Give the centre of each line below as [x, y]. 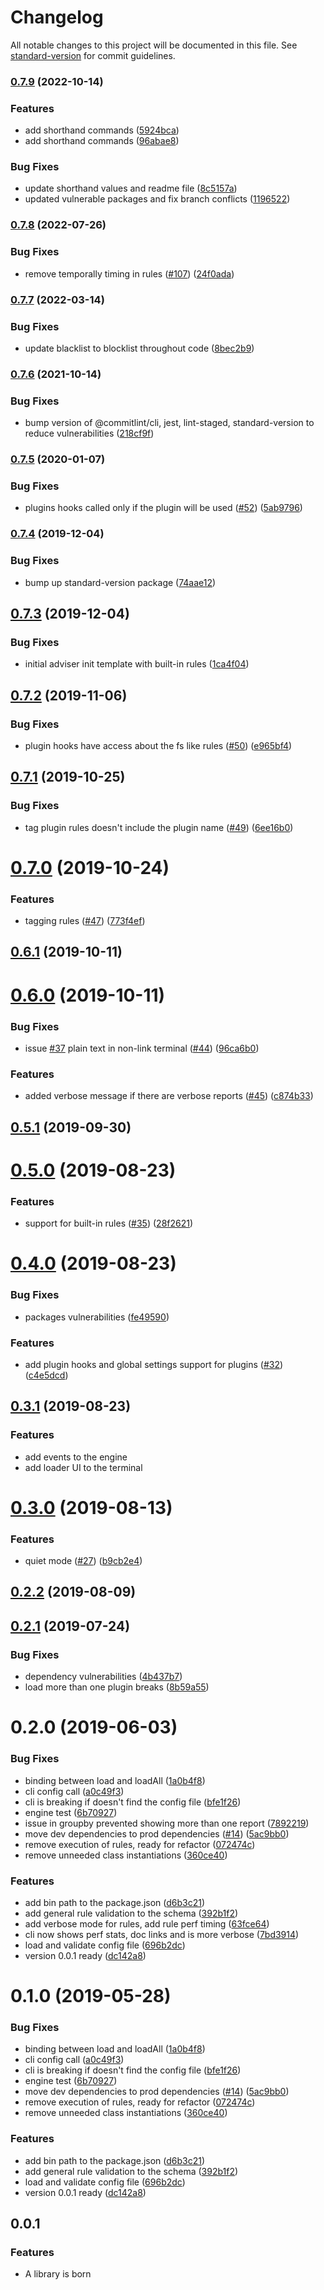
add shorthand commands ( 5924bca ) [102, 130]
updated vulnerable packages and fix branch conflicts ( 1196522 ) [157, 199]
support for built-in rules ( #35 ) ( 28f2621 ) [109, 1223]
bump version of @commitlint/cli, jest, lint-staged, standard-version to [169, 423]
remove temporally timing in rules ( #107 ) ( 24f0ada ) [129, 273]
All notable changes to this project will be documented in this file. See [154, 45]
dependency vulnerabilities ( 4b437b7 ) [103, 1677]
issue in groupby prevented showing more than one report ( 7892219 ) [167, 1823]
